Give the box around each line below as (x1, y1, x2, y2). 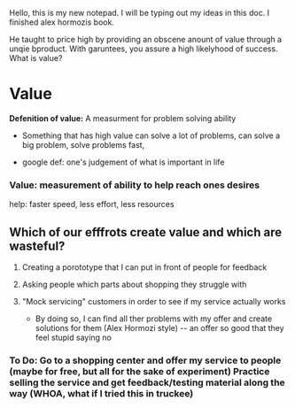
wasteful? (9, 238, 66, 253)
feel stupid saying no (35, 332, 113, 343)
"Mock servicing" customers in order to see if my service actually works (21, 296, 286, 307)
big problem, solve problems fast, (21, 139, 145, 150)
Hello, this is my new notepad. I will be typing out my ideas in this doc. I (9, 8, 270, 18)
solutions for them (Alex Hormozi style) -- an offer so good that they (35, 323, 285, 334)
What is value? (9, 53, 63, 63)
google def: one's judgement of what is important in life (21, 157, 225, 167)
